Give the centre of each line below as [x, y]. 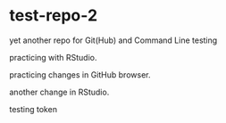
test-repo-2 [54, 16]
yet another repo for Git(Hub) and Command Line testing [113, 40]
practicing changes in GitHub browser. [80, 74]
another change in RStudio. [59, 92]
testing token [33, 109]
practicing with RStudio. [53, 57]
